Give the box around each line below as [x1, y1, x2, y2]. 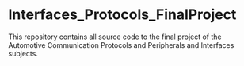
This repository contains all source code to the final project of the [8, 32, 222, 41]
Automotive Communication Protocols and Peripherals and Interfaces [8, 40, 234, 49]
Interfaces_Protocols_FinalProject [8, 6, 237, 24]
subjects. [8, 49, 38, 58]
